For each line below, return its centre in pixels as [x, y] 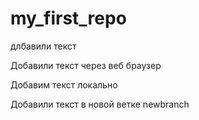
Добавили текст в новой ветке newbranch [100, 104]
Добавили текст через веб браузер [86, 65]
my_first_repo [68, 18]
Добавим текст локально [64, 84]
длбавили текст [43, 46]
